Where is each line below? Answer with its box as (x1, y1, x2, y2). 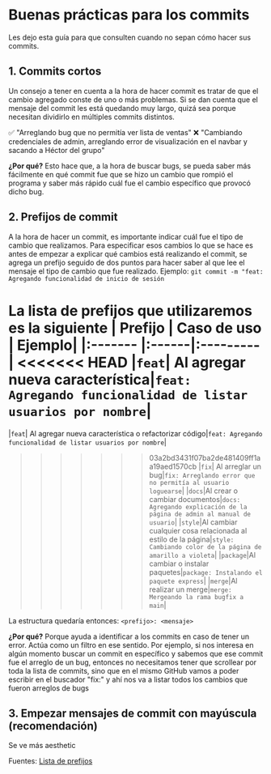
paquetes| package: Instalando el (149, 567, 263, 576)
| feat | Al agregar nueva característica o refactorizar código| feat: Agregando (8, 428, 263, 438)
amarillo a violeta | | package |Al (149, 550, 256, 559)
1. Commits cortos (8, 65, 102, 79)
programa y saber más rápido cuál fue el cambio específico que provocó (8, 178, 251, 188)
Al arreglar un (215, 461, 261, 471)
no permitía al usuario (149, 478, 230, 487)
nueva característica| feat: (8, 370, 192, 389)
